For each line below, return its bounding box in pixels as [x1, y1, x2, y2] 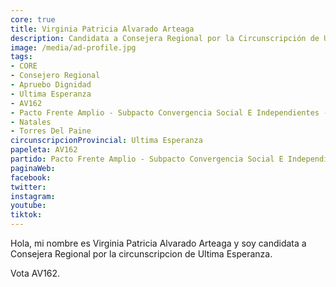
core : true [10, 14, 56, 25]
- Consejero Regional [10, 71, 101, 81]
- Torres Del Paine [10, 126, 92, 136]
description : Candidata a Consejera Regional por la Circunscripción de [10, 33, 320, 43]
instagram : [10, 191, 56, 201]
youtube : [10, 201, 47, 211]
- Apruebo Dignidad [10, 80, 92, 90]
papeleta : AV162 [10, 145, 78, 155]
